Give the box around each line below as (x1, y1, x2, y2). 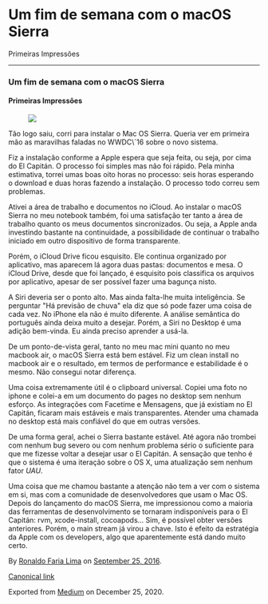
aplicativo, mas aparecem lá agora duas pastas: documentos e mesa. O (8, 260, 243, 270)
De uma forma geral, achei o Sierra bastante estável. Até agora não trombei (8, 432, 257, 442)
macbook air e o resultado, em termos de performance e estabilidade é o (8, 359, 249, 369)
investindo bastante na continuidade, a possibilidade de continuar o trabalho (8, 227, 260, 237)
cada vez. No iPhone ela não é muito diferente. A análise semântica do (8, 310, 241, 319)
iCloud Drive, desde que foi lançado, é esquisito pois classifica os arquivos (8, 269, 254, 278)
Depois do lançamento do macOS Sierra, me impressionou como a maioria (8, 499, 254, 508)
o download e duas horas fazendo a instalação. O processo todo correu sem (8, 178, 260, 188)
